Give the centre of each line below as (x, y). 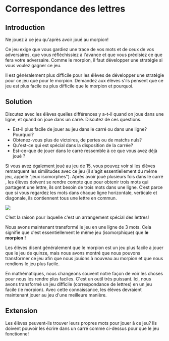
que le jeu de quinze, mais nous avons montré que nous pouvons (73, 253)
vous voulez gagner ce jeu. (33, 65)
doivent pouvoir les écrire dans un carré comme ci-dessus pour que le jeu (82, 328)
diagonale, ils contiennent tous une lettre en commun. (61, 198)
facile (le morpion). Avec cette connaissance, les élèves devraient (74, 289)
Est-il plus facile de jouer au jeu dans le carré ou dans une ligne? (80, 129)
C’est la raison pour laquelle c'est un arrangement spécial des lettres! (77, 217)
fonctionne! (17, 333)
